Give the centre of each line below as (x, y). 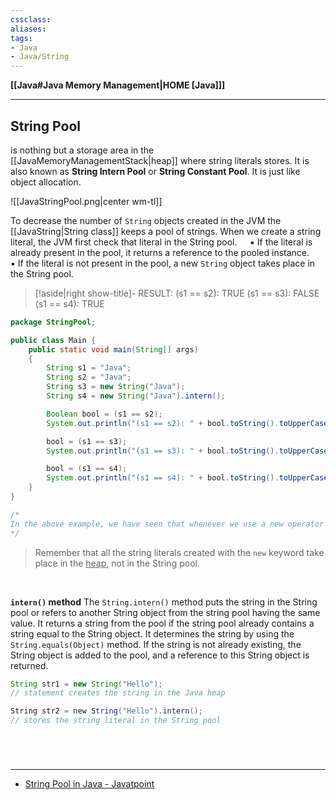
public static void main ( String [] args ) (113, 349)
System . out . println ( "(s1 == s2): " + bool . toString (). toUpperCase (187, 423)
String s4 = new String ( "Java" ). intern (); (136, 396)
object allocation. (46, 182)
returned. (29, 665)
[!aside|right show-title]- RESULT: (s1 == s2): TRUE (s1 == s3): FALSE (177, 293)
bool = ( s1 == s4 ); (87, 469)
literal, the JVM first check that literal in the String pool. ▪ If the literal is (161, 242)
